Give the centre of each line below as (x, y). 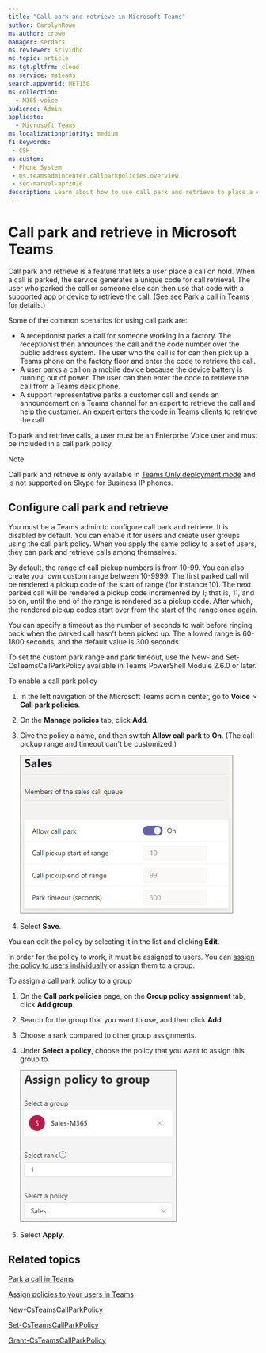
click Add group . (47, 1004)
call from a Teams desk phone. (70, 386)
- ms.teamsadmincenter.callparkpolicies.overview (95, 176)
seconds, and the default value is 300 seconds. (103, 641)
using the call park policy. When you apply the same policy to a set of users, (133, 544)
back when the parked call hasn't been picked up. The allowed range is (125, 633)
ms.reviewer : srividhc (46, 50)
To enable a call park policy (53, 681)
